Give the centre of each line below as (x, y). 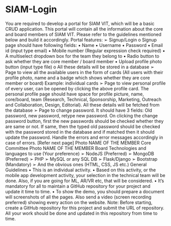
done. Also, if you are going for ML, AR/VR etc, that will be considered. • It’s (85, 181)
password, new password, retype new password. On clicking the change (82, 115)
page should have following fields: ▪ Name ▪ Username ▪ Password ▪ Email (84, 45)
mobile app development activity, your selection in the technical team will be (85, 175)
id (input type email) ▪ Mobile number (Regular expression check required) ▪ (85, 51)
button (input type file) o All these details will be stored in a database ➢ (80, 67)
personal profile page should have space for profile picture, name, (75, 94)
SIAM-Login (31, 9)
